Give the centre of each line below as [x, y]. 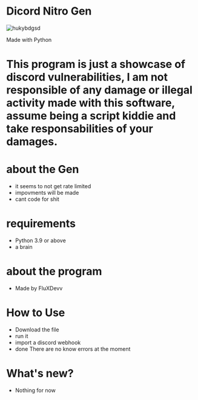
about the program [54, 272]
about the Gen [43, 170]
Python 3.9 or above [41, 240]
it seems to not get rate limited [53, 186]
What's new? [40, 374]
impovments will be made [47, 193]
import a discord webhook [48, 342]
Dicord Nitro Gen [49, 11]
